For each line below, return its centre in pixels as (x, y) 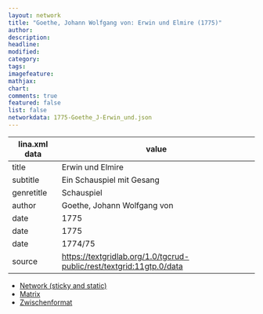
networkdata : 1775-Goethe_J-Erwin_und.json (80, 118)
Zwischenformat (46, 302)
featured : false (34, 103)
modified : (24, 52)
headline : (24, 45)
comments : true (33, 96)
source (25, 261)
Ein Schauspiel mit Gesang (111, 180)
